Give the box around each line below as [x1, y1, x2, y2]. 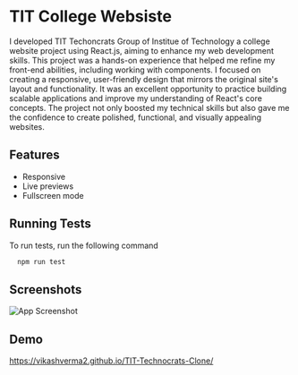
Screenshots [9, 282, 82, 297]
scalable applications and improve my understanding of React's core [9, 92, 262, 104]
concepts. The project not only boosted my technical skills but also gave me [9, 102, 290, 113]
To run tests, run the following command [9, 240, 158, 251]
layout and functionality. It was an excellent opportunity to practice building [9, 83, 287, 94]
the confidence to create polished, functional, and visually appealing [9, 112, 262, 123]
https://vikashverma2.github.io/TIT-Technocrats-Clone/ [9, 355, 214, 366]
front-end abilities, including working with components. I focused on [9, 64, 261, 75]
